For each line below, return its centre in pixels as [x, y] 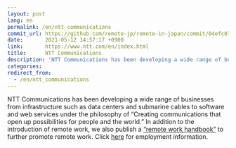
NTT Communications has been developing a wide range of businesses [111, 99]
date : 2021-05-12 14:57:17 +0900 [66, 40]
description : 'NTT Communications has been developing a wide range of [114, 60]
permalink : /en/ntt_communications [59, 27]
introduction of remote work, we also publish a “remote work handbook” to [115, 129]
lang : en [20, 20]
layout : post [26, 14]
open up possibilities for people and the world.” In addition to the [101, 122]
